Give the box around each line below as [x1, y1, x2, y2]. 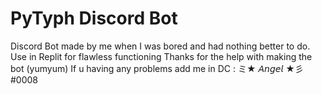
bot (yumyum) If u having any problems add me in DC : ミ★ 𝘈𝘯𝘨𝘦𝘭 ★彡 [10, 62, 304, 74]
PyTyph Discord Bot [10, 7, 178, 30]
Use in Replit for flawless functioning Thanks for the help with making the [10, 50, 313, 62]
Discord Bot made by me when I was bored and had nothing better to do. [10, 40, 311, 52]
